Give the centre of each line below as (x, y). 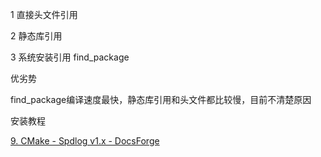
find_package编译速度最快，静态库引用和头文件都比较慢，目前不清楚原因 (161, 99)
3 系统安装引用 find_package (70, 57)
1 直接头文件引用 (44, 14)
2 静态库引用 (36, 36)
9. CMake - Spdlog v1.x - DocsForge (85, 141)
